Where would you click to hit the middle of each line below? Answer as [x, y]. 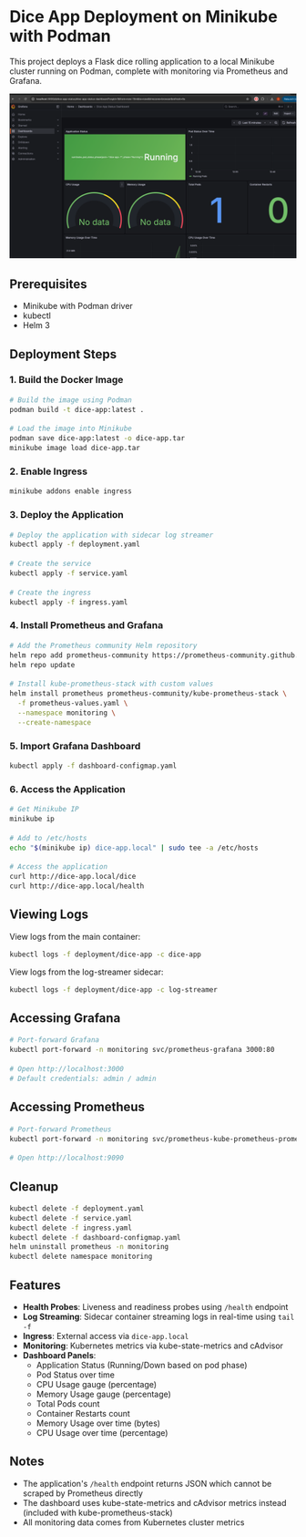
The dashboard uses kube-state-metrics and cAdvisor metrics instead [154, 1502]
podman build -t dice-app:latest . [77, 409]
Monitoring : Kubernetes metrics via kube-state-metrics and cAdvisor [153, 1346]
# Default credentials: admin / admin [83, 1078]
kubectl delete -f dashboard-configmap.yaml [95, 1237]
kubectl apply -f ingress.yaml [69, 602]
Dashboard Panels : [59, 1356]
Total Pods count [68, 1404]
